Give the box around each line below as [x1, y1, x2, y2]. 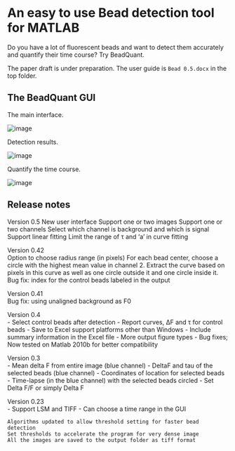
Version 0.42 [7, 245, 44, 254]
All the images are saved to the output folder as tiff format [7, 436, 196, 443]
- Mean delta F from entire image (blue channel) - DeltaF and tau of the [7, 361, 213, 370]
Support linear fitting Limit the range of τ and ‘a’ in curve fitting [7, 232, 189, 241]
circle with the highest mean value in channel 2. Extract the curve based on [7, 261, 225, 269]
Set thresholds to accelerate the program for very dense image [7, 430, 199, 438]
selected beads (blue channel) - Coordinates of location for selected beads [7, 368, 225, 377]
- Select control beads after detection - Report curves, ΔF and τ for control [7, 318, 223, 326]
